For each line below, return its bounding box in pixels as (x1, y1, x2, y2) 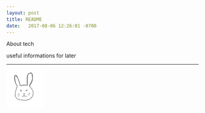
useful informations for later (6, 52, 76, 59)
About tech (6, 40, 35, 48)
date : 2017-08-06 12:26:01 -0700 (6, 23, 97, 29)
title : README (6, 16, 43, 23)
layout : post (6, 10, 40, 16)
